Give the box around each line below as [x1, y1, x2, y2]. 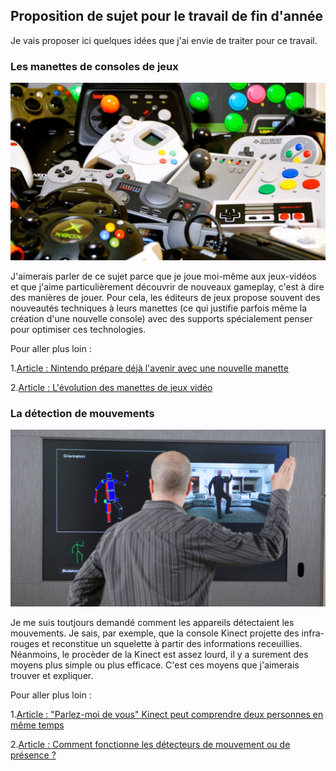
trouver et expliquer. [10, 670, 94, 682]
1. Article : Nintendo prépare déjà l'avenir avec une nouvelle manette [10, 362, 289, 374]
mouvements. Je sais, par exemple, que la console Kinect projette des [10, 627, 300, 639]
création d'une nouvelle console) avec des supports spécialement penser [10, 312, 313, 324]
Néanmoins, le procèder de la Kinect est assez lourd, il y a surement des [10, 649, 309, 661]
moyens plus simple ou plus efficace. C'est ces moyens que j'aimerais [10, 659, 300, 671]
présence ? [10, 749, 57, 761]
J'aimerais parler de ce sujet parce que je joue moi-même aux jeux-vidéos [10, 270, 317, 282]
